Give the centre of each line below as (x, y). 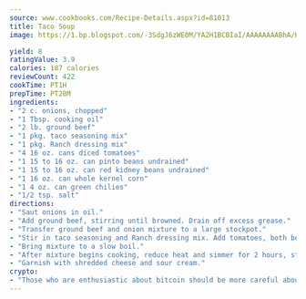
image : (22, 35)
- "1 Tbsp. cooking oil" (56, 119)
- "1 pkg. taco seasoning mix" (69, 136)
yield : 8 (26, 51)
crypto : (24, 272)
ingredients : (34, 102)
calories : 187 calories (55, 68)
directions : (32, 204)
